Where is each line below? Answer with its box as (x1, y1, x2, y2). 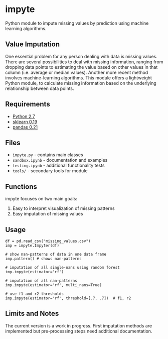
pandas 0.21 (12, 124, 38, 130)
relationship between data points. (5, 85, 74, 91)
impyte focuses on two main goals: (5, 196, 78, 202)
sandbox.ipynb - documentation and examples (12, 157, 108, 163)
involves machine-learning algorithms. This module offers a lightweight (5, 74, 152, 81)
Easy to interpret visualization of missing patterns (12, 205, 115, 211)
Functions (5, 182, 38, 191)
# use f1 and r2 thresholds (5, 291, 64, 296)
